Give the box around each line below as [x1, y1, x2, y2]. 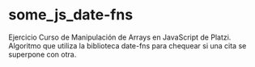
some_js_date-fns [8, 6, 134, 24]
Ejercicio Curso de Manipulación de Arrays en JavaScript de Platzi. [8, 32, 232, 42]
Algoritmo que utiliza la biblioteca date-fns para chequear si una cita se [8, 40, 247, 50]
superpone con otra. [8, 49, 77, 59]
